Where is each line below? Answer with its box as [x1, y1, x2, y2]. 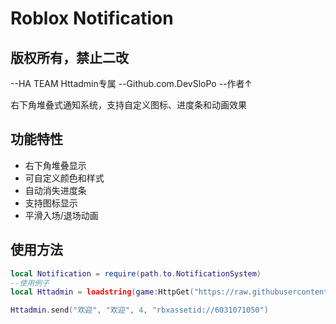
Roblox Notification [10, 7, 174, 30]
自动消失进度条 [24, 184, 87, 196]
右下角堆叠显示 [24, 159, 87, 171]
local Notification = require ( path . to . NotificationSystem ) [10, 268, 262, 279]
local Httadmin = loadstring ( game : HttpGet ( [10, 287, 195, 297]
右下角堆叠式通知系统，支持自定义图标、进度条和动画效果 [10, 99, 247, 111]
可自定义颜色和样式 [24, 172, 105, 184]
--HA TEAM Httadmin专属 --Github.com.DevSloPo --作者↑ [10, 78, 253, 89]
